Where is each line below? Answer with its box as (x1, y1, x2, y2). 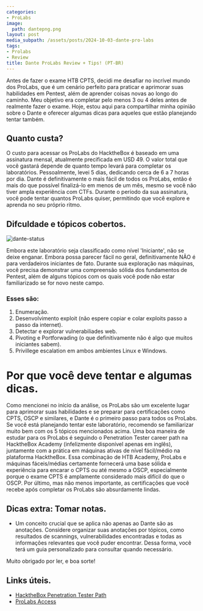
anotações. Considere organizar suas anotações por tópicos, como (15, 526, 185, 534)
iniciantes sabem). (15, 341, 62, 348)
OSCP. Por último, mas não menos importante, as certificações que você (6, 479, 190, 487)
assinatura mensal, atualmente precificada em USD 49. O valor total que (6, 156, 188, 163)
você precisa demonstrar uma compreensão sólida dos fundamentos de (6, 266, 188, 274)
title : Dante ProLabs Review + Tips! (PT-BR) (6, 60, 124, 66)
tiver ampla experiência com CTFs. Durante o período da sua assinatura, (6, 188, 188, 196)
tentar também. (6, 115, 45, 123)
